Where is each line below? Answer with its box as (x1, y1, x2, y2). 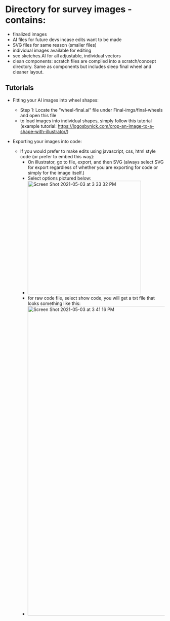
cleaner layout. (12, 68, 44, 75)
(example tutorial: (20, 123, 57, 129)
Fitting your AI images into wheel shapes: (12, 97, 99, 103)
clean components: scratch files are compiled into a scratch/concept (12, 58, 156, 64)
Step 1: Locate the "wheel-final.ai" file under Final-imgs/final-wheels (20, 107, 163, 113)
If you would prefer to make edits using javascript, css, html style (20, 148, 156, 154)
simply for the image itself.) (27, 169, 85, 176)
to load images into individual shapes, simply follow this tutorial (20, 118, 152, 124)
